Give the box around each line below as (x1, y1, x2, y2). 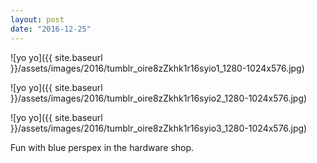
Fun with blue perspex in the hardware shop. (10, 141, 195, 153)
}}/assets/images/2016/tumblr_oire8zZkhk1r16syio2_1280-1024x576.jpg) (10, 92, 308, 104)
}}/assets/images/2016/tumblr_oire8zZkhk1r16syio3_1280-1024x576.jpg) (10, 122, 308, 134)
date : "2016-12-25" (10, 24, 92, 34)
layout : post (10, 14, 65, 25)
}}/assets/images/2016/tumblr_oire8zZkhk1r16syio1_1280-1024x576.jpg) (10, 62, 305, 74)
